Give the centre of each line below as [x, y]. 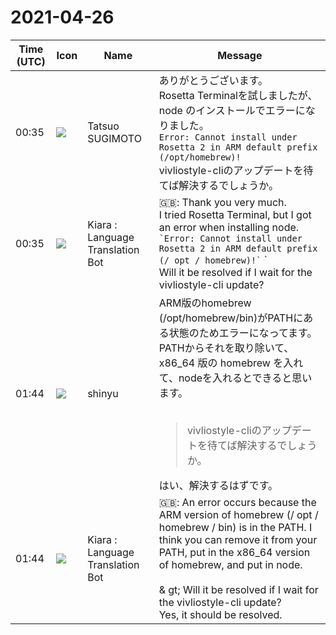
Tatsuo [103, 126]
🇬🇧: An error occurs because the [237, 502]
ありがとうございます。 [213, 80]
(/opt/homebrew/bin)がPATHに [231, 318]
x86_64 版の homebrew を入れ [231, 363]
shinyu [103, 393]
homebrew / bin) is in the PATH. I [235, 527]
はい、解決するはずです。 [218, 485]
